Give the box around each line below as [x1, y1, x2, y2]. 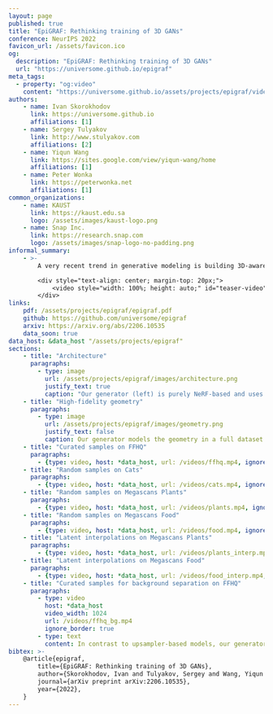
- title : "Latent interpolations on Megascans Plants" [23, 534, 213, 542]
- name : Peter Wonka [23, 171, 93, 179]
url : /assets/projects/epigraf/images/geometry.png [44, 420, 223, 428]
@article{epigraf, [23, 655, 85, 664]
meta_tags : [8, 72, 45, 81]
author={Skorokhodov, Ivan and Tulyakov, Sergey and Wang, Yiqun [37, 670, 264, 678]
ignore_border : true [44, 624, 115, 633]
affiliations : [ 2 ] [29, 140, 93, 149]
